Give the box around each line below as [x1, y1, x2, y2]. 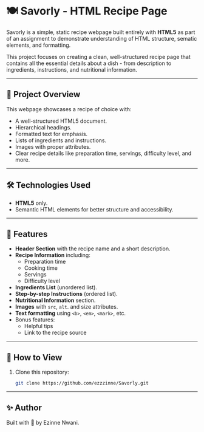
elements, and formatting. [6, 41, 71, 49]
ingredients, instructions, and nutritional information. [6, 66, 138, 73]
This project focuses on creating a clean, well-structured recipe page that [6, 53, 191, 60]
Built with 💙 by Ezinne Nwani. [6, 419, 80, 426]
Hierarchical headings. [15, 123, 72, 131]
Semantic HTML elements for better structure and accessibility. [15, 205, 174, 213]
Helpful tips [24, 323, 53, 330]
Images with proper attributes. [15, 143, 91, 150]
